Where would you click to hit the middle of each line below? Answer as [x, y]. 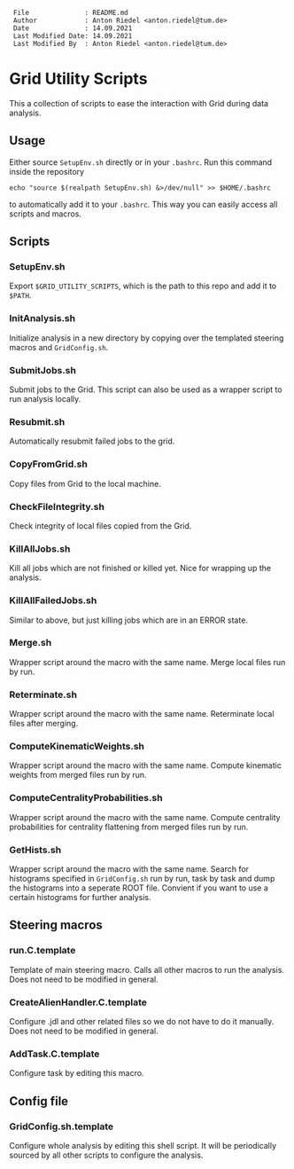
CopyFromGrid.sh [49, 464]
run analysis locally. [45, 399]
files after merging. [44, 724]
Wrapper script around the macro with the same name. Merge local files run [147, 662]
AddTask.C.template [54, 1054]
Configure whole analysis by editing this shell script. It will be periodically [143, 1145]
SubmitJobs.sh [43, 370]
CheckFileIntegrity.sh [57, 506]
